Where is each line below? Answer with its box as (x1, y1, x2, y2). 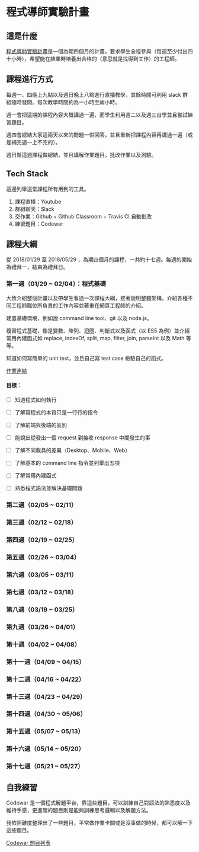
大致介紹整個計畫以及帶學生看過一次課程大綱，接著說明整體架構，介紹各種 (6, 294, 188, 302)
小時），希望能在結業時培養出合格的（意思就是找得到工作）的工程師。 (11, 55, 180, 62)
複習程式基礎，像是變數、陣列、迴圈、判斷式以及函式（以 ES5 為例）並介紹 (6, 327, 190, 334)
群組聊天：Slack (14, 205, 54, 213)
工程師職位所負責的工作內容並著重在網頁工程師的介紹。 (11, 302, 146, 309)
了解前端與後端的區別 (14, 422, 67, 429)
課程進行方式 (6, 74, 53, 84)
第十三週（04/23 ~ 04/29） (6, 692, 86, 701)
